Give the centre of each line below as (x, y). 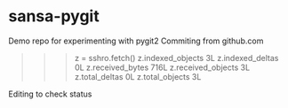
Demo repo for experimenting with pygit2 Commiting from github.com (136, 41)
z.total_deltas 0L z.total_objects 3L (138, 76)
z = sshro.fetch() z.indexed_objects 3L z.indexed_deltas (176, 58)
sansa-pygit (54, 16)
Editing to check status (50, 94)
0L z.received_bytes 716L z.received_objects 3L (162, 67)
